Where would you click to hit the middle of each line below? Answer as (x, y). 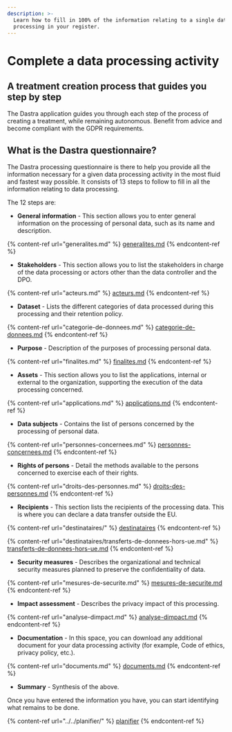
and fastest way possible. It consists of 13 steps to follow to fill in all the (109, 182)
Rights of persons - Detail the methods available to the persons (108, 466)
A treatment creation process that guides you (107, 86)
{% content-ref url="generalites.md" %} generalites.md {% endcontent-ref (114, 244)
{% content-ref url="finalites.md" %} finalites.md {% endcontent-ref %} (109, 362)
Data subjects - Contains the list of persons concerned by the (106, 424)
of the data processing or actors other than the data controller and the (117, 272)
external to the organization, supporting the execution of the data (110, 383)
